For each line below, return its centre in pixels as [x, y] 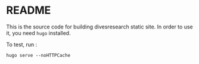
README [29, 10]
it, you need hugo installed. [38, 33]
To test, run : [22, 44]
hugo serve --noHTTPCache [38, 55]
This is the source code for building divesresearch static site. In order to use [99, 27]
